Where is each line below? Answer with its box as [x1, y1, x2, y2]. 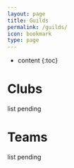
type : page [7, 37, 39, 44]
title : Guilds [7, 17, 49, 24]
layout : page [7, 10, 46, 18]
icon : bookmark [7, 30, 52, 38]
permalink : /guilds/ [7, 23, 68, 30]
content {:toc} [17, 56, 58, 65]
